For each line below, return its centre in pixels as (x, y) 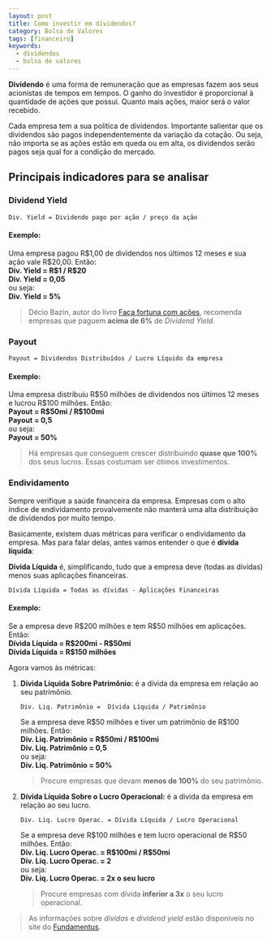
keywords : (25, 46)
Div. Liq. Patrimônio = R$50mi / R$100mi (90, 739)
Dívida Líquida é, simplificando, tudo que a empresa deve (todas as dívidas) (136, 566)
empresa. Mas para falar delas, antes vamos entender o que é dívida (124, 542)
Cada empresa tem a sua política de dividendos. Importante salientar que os (136, 126)
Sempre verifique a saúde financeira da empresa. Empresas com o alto (127, 501)
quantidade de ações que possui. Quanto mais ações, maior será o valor (129, 101)
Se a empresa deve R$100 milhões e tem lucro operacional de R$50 (133, 835)
